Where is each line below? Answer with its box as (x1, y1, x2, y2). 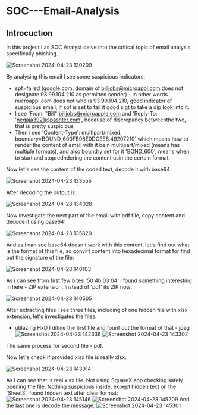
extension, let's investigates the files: (6, 313, 97, 320)
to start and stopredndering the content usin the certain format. (14, 154, 171, 161)
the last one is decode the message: (6, 402, 95, 409)
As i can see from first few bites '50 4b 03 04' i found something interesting (6, 277, 192, 284)
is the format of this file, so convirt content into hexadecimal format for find (6, 248, 190, 254)
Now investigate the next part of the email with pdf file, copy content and (6, 212, 186, 219)
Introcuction (6, 28, 53, 38)
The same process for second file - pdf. (6, 342, 104, 349)
